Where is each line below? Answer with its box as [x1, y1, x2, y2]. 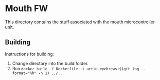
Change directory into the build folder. [12, 60, 89, 66]
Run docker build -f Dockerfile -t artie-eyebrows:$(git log [12, 65, 139, 71]
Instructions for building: [5, 51, 54, 57]
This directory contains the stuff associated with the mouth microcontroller [5, 19, 155, 25]
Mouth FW [5, 3, 48, 14]
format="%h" [12, 71, 36, 76]
